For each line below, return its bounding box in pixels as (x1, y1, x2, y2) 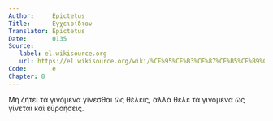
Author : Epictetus (8, 11, 85, 20)
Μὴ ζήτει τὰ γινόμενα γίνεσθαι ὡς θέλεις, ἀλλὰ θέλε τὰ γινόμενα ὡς (8, 94, 245, 104)
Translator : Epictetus (8, 27, 85, 35)
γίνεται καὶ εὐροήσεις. (8, 103, 84, 113)
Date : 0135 (8, 34, 67, 43)
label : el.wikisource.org (19, 50, 107, 58)
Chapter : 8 (8, 72, 45, 80)
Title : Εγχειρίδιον (8, 19, 93, 28)
